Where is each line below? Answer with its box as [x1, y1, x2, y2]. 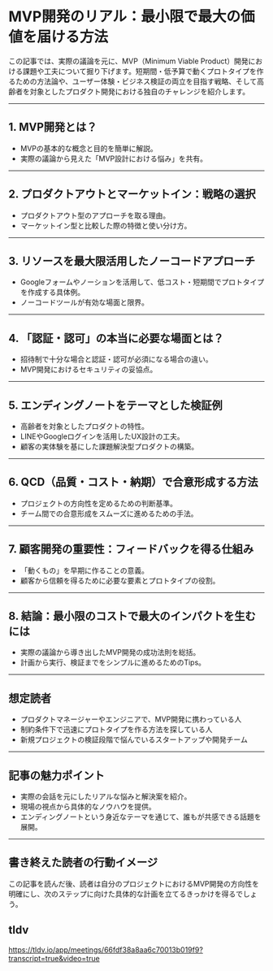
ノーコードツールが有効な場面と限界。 [19, 297, 149, 307]
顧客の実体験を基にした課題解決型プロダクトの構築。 [19, 442, 199, 451]
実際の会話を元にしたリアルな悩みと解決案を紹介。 [19, 791, 192, 801]
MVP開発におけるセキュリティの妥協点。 [19, 365, 158, 375]
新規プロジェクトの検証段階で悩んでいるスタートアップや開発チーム [19, 735, 248, 744]
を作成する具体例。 [19, 288, 85, 297]
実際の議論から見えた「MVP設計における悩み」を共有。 [19, 154, 208, 163]
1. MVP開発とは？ [8, 120, 97, 134]
